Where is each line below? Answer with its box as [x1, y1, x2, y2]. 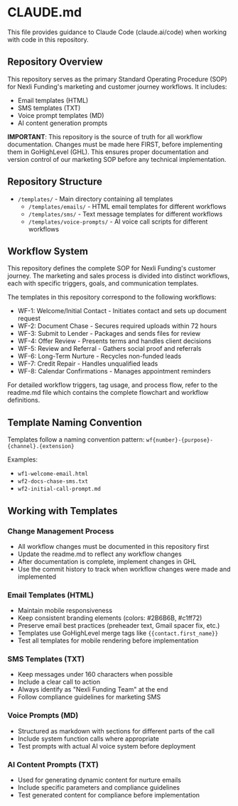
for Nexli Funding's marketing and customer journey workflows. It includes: [7, 82, 227, 91]
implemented [17, 572, 57, 581]
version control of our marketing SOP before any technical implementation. [7, 155, 227, 163]
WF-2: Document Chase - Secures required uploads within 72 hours [17, 322, 217, 330]
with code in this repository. [7, 35, 89, 43]
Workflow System [7, 245, 89, 257]
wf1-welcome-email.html [17, 470, 89, 478]
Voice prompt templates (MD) [17, 111, 104, 119]
